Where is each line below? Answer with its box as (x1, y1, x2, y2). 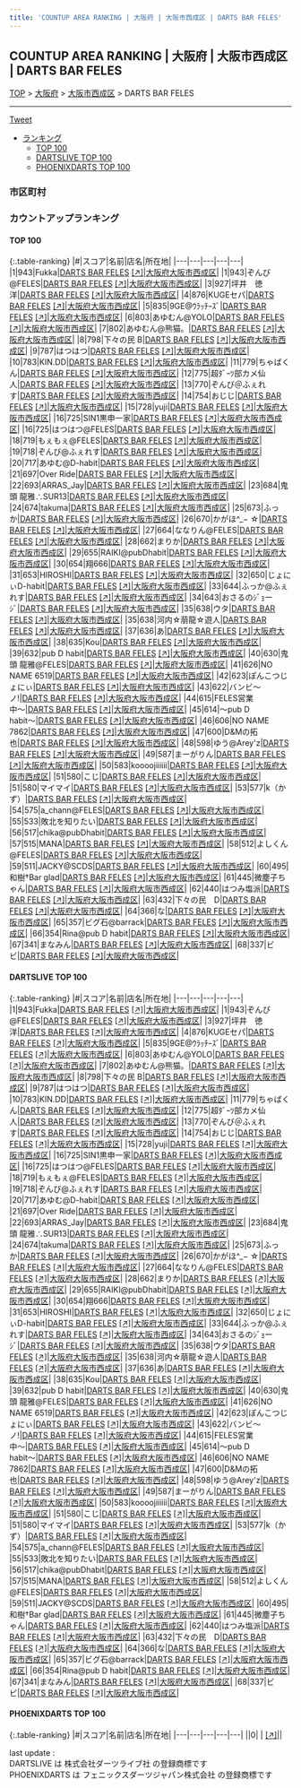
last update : (9, 1747, 56, 1758)
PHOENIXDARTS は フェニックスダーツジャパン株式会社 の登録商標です (9, 1769, 273, 1780)
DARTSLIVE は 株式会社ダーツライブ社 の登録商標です (9, 1758, 208, 1768)
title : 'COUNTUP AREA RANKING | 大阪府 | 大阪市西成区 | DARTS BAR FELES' (9, 13, 282, 22)
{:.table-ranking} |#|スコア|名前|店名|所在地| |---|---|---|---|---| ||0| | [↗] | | (9, 1729, 283, 1740)
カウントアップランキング (9, 212, 119, 225)
